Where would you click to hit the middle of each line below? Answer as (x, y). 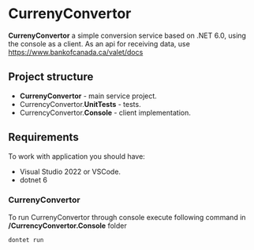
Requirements (43, 137)
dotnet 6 (33, 180)
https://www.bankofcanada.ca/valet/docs (76, 52)
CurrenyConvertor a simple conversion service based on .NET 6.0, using (127, 35)
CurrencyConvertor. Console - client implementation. (105, 112)
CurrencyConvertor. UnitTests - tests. (80, 104)
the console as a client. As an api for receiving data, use (99, 43)
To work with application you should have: (77, 156)
